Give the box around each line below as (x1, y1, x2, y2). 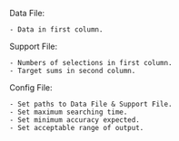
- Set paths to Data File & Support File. (9, 99, 173, 108)
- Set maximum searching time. (9, 108, 128, 117)
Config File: (9, 82, 53, 93)
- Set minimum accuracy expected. (9, 116, 141, 125)
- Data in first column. (9, 25, 104, 34)
